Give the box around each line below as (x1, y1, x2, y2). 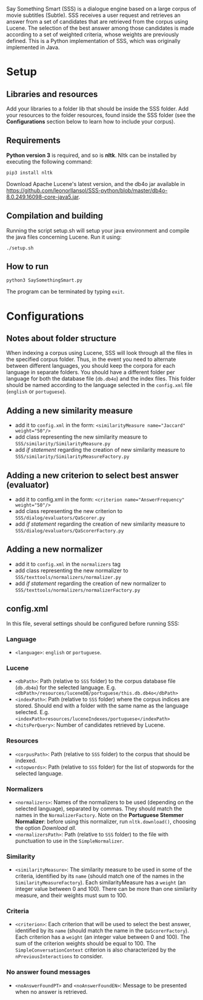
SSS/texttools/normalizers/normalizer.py (15, 574, 121, 580)
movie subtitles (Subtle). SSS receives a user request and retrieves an (6, 12, 181, 19)
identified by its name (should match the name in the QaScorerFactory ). (15, 927, 189, 935)
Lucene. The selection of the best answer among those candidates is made (6, 24, 195, 31)
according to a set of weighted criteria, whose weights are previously (6, 31, 179, 38)
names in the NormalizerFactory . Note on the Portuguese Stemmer (15, 811, 184, 818)
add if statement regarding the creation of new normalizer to (15, 580, 167, 587)
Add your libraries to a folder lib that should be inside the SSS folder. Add (6, 105, 189, 112)
